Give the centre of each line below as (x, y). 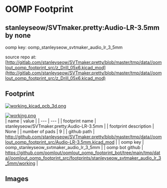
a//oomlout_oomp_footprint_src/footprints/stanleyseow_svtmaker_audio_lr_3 (83, 158)
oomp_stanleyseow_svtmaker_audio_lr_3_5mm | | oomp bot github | (74, 147)
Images (17, 179)
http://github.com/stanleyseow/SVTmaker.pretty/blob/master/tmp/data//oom (83, 137)
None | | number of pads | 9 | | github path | (50, 131)
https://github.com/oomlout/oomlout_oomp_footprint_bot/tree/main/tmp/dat (83, 153)
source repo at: (21, 57)
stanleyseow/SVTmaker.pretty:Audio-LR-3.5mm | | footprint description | (80, 126)
